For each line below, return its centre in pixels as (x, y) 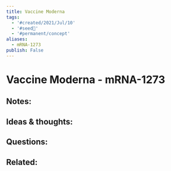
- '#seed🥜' (25, 28)
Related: (22, 162)
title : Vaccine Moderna (36, 12)
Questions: (27, 142)
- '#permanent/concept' (41, 34)
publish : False (25, 50)
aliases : (17, 39)
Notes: (19, 102)
